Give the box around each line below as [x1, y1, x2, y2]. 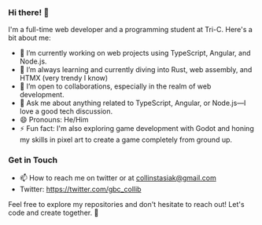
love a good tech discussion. [19, 107, 113, 116]
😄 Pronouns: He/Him [19, 115, 89, 125]
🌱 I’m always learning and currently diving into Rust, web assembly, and [19, 65, 253, 74]
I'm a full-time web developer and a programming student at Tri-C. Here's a [8, 25, 253, 34]
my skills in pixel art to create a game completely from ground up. [19, 135, 233, 144]
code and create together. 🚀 [8, 208, 99, 217]
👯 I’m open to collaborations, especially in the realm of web [19, 82, 212, 91]
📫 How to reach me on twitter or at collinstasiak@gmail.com [19, 172, 216, 183]
